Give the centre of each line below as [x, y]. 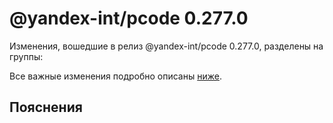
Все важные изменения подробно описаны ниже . [115, 76]
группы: [26, 56]
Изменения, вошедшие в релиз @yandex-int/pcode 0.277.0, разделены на [166, 46]
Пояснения [46, 107]
